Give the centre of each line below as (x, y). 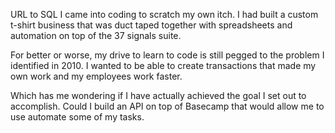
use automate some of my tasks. (77, 117)
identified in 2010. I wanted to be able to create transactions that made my (163, 65)
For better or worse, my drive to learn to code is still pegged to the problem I (167, 55)
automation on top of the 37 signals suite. (96, 35)
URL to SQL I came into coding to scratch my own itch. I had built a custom (164, 14)
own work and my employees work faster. (96, 76)
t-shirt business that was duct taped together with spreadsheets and (151, 25)
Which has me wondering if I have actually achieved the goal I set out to (158, 95)
